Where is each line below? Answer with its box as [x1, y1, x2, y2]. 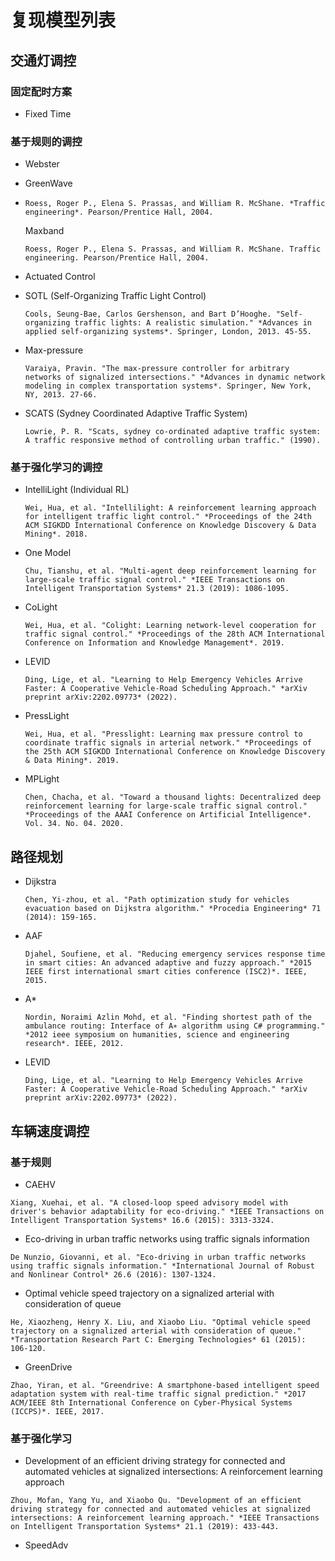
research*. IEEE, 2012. [24, 1039, 125, 1049]
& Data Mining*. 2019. [24, 756, 120, 766]
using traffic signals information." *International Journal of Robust [10, 1261, 315, 1271]
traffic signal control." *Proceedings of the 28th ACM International [24, 629, 326, 640]
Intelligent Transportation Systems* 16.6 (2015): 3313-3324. [10, 1215, 275, 1225]
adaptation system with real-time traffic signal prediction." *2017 [10, 1389, 307, 1399]
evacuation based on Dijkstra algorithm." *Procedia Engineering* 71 [24, 904, 322, 914]
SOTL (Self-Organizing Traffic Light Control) [24, 290, 207, 302]
